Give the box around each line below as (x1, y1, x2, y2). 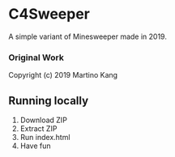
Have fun (19, 141, 51, 151)
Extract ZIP (19, 124, 58, 134)
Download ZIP (19, 115, 67, 125)
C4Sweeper (8, 5, 91, 23)
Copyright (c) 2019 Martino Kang (8, 70, 118, 80)
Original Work (8, 52, 65, 63)
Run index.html (19, 133, 70, 142)
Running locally (8, 94, 89, 108)
